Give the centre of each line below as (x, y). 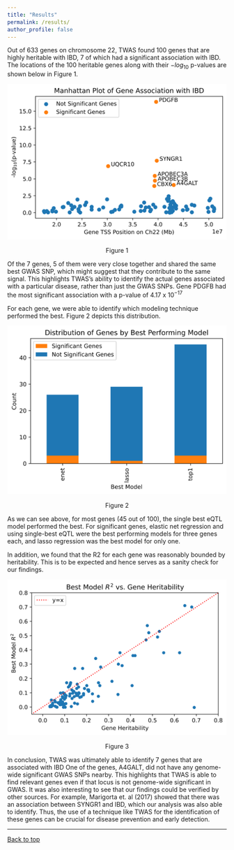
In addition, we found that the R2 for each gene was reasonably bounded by (116, 555)
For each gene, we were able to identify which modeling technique (103, 308)
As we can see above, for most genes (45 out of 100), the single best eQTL (115, 519)
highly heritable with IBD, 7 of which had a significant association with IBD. (114, 58)
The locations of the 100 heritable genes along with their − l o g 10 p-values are (117, 66)
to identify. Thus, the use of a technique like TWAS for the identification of (114, 812)
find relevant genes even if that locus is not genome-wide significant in (109, 782)
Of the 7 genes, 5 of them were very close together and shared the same (112, 264)
